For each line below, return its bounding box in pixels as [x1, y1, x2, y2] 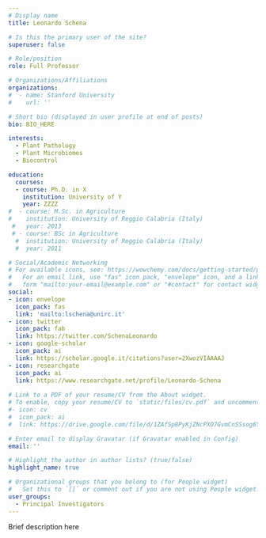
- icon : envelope [8, 295, 66, 303]
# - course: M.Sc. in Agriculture [8, 207, 126, 216]
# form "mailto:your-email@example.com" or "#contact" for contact [8, 281, 243, 289]
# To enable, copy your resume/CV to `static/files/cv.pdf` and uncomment [8, 399, 260, 407]
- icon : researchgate [8, 362, 80, 369]
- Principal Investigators [15, 500, 104, 508]
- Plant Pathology [15, 142, 77, 150]
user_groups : [8, 492, 51, 501]
